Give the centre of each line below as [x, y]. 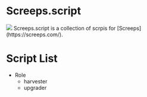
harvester [35, 81]
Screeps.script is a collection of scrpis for [65, 28]
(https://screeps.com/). [35, 35]
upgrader [35, 87]
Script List [32, 59]
